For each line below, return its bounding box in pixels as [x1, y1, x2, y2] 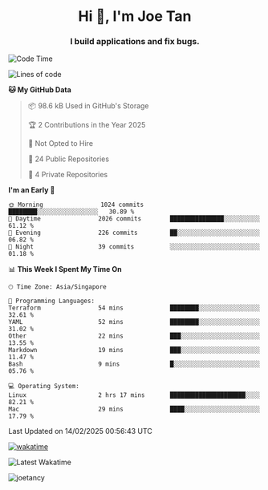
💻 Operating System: [8, 383, 80, 391]
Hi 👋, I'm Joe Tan [78, 7, 192, 26]
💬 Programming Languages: [8, 297, 95, 306]
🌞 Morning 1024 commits [8, 200, 144, 209]
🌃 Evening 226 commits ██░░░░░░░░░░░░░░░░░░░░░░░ [8, 229, 261, 237]
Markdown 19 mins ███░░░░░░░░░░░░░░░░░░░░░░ [8, 346, 261, 354]
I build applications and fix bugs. [70, 36, 200, 47]
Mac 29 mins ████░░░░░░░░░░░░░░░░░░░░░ [8, 405, 261, 414]
